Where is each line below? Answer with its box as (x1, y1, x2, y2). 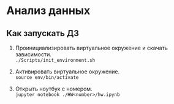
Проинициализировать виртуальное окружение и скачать (15, 44, 168, 51)
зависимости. (15, 51, 52, 58)
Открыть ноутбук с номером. (15, 85, 93, 92)
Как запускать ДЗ (6, 28, 80, 39)
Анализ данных (6, 4, 91, 18)
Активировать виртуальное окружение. (15, 68, 120, 75)
